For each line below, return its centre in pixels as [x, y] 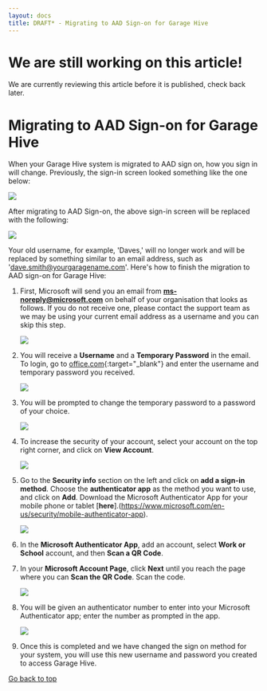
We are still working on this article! [126, 63]
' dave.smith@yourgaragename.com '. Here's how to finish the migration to [129, 267]
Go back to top [33, 679]
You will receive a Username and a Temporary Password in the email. [135, 355]
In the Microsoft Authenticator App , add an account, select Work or [132, 545]
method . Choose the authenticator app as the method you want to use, [138, 489]
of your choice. [45, 411]
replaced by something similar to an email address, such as [106, 259]
